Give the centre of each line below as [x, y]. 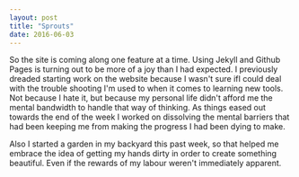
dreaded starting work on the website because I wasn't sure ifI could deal [145, 79]
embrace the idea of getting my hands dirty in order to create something [143, 154]
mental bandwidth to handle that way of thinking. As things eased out [138, 108]
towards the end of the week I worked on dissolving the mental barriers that [149, 117]
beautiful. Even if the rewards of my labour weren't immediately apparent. [145, 164]
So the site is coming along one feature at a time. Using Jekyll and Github [145, 60]
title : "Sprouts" [42, 26]
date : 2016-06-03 [42, 34]
